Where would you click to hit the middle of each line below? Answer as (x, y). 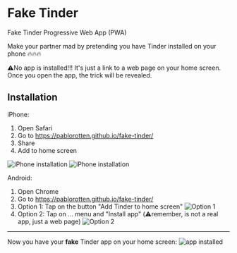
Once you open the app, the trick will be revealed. (80, 75)
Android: (20, 178)
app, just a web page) (49, 221)
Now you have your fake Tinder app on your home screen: (92, 242)
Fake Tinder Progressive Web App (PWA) (67, 32)
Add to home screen (47, 150)
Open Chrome (38, 191)
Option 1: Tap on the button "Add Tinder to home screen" (100, 206)
